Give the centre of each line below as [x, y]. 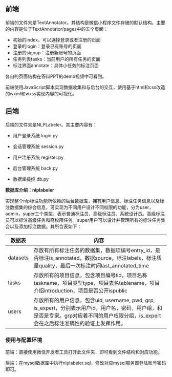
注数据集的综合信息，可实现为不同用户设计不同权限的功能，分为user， [80, 207]
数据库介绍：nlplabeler [30, 190]
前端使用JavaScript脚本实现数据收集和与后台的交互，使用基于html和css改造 [85, 87]
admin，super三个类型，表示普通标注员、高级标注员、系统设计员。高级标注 [85, 214]
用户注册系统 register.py [38, 157]
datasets [18, 258]
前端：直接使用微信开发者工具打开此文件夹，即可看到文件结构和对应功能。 [84, 352]
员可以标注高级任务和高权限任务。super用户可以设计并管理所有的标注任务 [83, 220]
